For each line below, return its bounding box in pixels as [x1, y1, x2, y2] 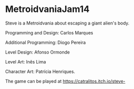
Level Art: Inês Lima [5, 58, 46, 64]
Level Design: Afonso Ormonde [5, 49, 70, 55]
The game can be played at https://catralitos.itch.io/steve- [5, 78, 125, 84]
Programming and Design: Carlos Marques [5, 29, 93, 35]
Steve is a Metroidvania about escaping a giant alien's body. [5, 20, 129, 26]
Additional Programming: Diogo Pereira [5, 39, 86, 45]
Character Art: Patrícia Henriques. [5, 68, 75, 74]
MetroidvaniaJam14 [5, 3, 90, 15]
